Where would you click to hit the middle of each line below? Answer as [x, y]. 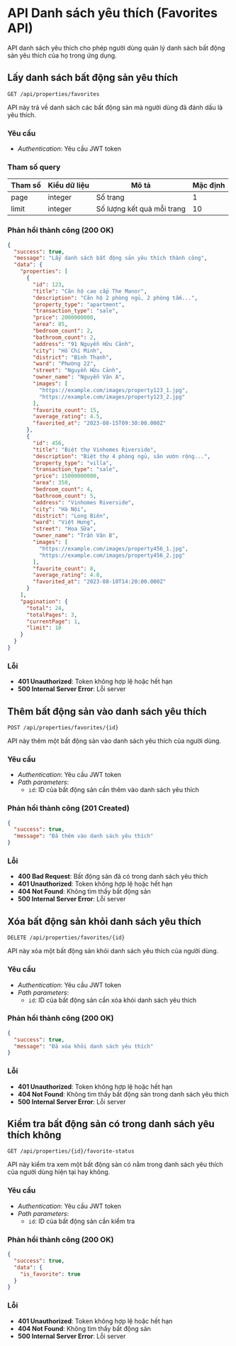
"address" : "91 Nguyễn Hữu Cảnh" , [84, 344]
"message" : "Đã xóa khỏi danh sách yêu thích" [84, 1046]
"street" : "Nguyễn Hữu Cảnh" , [77, 371]
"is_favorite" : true [50, 1274]
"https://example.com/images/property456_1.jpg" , [114, 548]
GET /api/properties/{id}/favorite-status [71, 1151]
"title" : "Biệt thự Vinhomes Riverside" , [95, 450]
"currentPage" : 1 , [53, 622]
